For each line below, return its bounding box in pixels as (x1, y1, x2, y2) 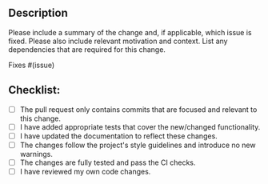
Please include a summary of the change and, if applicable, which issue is (8, 27, 252, 37)
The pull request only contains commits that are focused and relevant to (19, 104, 258, 114)
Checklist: (8, 83, 61, 97)
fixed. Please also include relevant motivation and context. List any (8, 36, 228, 46)
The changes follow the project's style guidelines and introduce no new (19, 140, 256, 150)
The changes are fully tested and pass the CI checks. (19, 158, 196, 167)
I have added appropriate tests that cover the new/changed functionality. (19, 122, 261, 131)
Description (8, 6, 68, 20)
